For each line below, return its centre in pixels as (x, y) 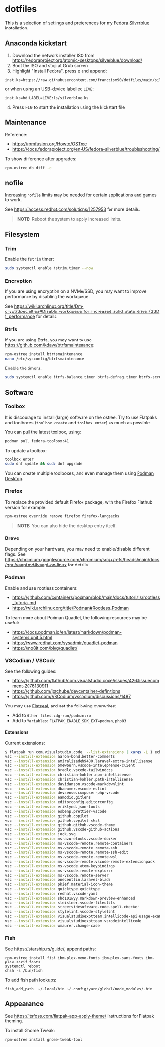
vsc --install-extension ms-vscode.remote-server (57, 876)
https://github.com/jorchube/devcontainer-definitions (66, 691)
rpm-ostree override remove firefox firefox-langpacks (62, 516)
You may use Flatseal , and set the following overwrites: (61, 706)
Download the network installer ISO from (53, 55)
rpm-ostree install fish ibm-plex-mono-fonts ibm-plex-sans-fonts (74, 958)
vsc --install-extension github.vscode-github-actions (62, 830)
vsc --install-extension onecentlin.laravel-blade (58, 880)
